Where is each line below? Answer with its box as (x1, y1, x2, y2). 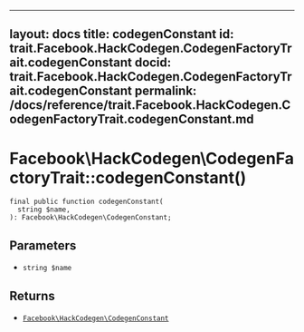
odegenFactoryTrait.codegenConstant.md (9, 112, 255, 127)
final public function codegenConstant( (9, 197, 165, 207)
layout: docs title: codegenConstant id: (9, 26, 234, 42)
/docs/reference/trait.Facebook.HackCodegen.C (9, 97, 291, 113)
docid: (134, 55, 172, 71)
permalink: (134, 83, 197, 99)
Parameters (9, 238, 77, 253)
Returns (9, 288, 56, 304)
